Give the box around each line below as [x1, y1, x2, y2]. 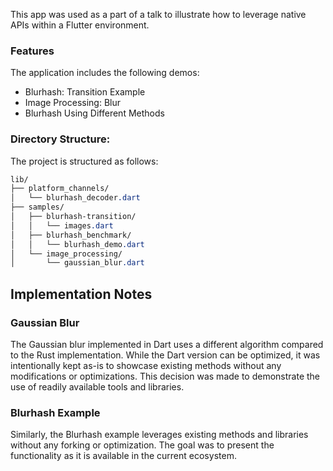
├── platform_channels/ [10, 184, 110, 194]
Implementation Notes [10, 285, 153, 303]
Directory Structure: [10, 132, 111, 146]
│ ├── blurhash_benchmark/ [10, 230, 132, 240]
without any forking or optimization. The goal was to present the [10, 439, 275, 451]
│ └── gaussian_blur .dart [10, 258, 145, 268]
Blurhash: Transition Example [24, 86, 146, 98]
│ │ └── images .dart [10, 220, 114, 231]
